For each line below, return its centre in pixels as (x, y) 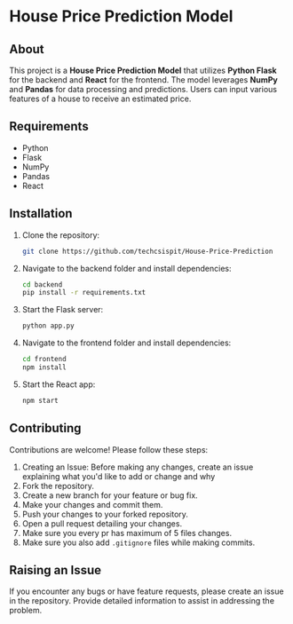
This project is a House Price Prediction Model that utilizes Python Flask (143, 70)
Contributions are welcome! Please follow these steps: (109, 449)
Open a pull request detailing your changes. (102, 523)
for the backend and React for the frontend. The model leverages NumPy (143, 80)
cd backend (42, 284)
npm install (44, 367)
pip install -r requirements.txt (84, 293)
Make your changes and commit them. (92, 504)
